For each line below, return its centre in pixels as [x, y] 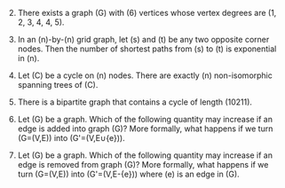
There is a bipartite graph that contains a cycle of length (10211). [135, 102]
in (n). [28, 58]
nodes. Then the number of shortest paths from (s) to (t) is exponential [147, 49]
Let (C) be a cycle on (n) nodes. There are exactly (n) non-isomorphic [145, 75]
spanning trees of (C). [58, 85]
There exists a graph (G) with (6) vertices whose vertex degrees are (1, [147, 13]
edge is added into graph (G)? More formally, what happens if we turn [145, 129]
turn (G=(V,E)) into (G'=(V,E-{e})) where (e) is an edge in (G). [128, 174]
